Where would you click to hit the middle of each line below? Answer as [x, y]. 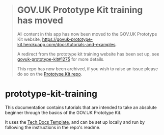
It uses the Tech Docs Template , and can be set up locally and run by [75, 122]
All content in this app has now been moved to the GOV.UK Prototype [87, 34]
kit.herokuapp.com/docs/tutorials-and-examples [66, 44]
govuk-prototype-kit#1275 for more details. [61, 59]
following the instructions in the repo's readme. [53, 127]
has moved [40, 20]
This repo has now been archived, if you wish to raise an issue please [87, 69]
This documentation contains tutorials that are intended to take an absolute [81, 107]
